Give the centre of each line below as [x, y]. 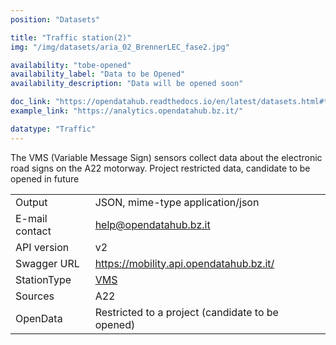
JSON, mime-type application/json [177, 202]
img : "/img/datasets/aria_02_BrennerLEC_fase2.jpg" [120, 47]
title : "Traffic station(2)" [71, 37]
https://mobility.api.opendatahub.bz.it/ [184, 263]
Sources [35, 296]
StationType [43, 279]
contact [33, 231]
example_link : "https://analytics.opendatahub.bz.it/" [127, 111]
